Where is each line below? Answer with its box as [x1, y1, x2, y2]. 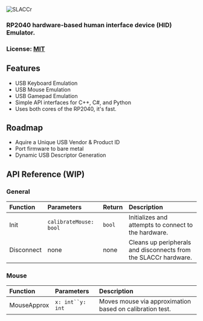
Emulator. [6, 28, 35, 36]
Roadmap [6, 123, 43, 133]
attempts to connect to [129, 221, 193, 230]
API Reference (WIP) [6, 169, 85, 179]
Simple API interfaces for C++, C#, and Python [14, 99, 132, 106]
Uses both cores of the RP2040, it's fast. [14, 105, 117, 112]
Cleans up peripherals [129, 238, 192, 247]
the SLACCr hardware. [129, 253, 192, 262]
